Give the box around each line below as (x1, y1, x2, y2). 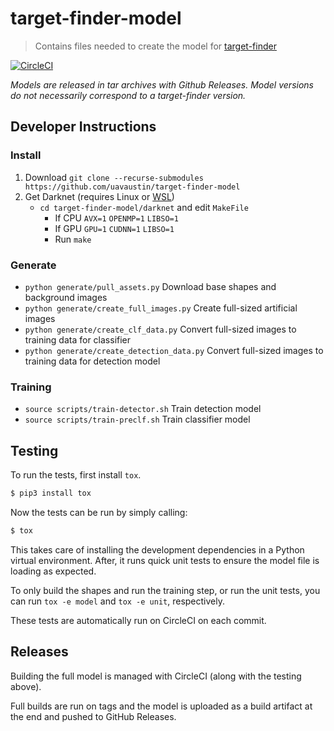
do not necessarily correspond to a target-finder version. (10, 89, 247, 101)
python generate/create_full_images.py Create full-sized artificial (24, 302, 298, 314)
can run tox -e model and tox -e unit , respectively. (10, 595, 225, 607)
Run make (54, 233, 92, 245)
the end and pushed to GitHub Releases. (10, 710, 177, 722)
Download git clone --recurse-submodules (24, 171, 204, 183)
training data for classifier (24, 333, 132, 346)
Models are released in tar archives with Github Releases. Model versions (10, 78, 314, 91)
